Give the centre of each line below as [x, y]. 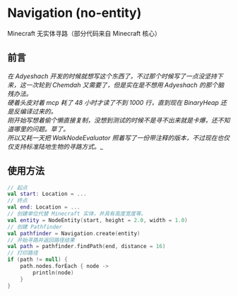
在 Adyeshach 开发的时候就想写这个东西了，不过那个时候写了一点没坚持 [112, 76]
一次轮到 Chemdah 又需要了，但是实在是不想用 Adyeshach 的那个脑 [125, 85]
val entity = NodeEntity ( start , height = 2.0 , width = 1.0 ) [98, 220]
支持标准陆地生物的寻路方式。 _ [58, 147]
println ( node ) [53, 273]
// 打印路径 [23, 253]
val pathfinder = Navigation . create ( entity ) [74, 233]
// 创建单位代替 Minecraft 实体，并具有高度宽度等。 [77, 214]
